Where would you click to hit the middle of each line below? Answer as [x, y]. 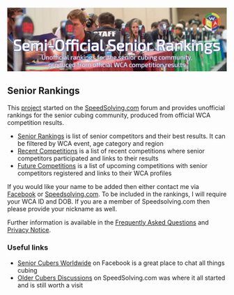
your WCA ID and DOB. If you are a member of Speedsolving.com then [109, 201]
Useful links [28, 248]
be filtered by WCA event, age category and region [90, 143]
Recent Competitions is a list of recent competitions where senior [111, 151]
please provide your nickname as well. [62, 209]
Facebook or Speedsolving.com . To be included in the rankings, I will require [117, 194]
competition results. [36, 122]
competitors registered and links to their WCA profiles [94, 173]
